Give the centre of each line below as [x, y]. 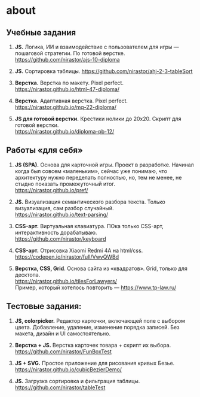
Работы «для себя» [45, 150]
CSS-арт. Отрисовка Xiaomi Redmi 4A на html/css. [79, 250]
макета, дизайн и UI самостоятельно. [63, 334]
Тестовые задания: [44, 306]
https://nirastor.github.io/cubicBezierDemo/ [68, 369]
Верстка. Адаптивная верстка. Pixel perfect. [71, 101]
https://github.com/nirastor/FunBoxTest [63, 351]
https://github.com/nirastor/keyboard [60, 239]
